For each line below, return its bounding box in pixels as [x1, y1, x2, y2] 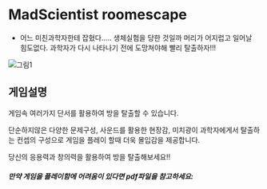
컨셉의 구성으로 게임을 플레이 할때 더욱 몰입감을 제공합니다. [16, 135, 201, 144]
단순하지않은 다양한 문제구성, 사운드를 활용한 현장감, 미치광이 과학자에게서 [8, 125, 239, 135]
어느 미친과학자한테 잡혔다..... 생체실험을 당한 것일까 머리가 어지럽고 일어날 [19, 33, 253, 42]
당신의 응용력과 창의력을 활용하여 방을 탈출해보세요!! [8, 152, 170, 161]
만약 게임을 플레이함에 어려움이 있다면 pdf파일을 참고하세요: [8, 171, 193, 181]
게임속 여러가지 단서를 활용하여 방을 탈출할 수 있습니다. [8, 108, 179, 117]
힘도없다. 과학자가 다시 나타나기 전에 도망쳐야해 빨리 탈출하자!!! [19, 42, 217, 53]
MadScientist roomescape [8, 6, 188, 24]
